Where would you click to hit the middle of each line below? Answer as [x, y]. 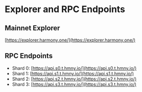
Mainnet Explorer [32, 28]
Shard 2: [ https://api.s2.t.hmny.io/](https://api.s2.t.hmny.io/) [74, 79]
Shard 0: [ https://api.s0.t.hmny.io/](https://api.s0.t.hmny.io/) [74, 68]
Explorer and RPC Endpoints [65, 9]
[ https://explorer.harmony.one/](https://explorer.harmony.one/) [70, 40]
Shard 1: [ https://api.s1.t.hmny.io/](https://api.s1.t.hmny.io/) [73, 73]
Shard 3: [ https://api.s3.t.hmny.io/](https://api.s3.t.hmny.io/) [74, 84]
